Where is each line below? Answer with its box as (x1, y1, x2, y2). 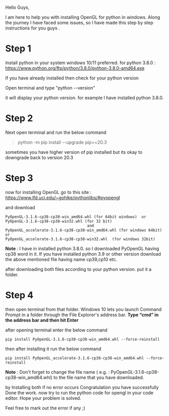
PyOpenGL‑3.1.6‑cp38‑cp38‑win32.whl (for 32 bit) (5, 218, 113, 224)
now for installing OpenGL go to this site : (5, 189, 92, 195)
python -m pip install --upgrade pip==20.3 (17, 139, 107, 145)
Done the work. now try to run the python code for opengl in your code (5, 390, 154, 396)
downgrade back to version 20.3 (5, 154, 74, 160)
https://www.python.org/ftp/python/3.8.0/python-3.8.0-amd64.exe (5, 65, 145, 71)
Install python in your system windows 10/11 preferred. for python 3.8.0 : (5, 60, 156, 66)
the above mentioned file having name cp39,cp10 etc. (5, 256, 118, 262)
